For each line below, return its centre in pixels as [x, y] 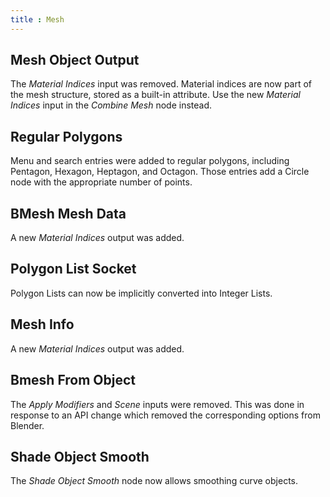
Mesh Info [42, 324]
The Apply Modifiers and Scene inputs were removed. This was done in [157, 404]
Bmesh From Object [73, 380]
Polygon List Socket [73, 269]
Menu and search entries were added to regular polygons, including [150, 161]
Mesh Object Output [75, 60]
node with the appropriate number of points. [101, 182]
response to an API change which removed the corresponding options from [165, 415]
